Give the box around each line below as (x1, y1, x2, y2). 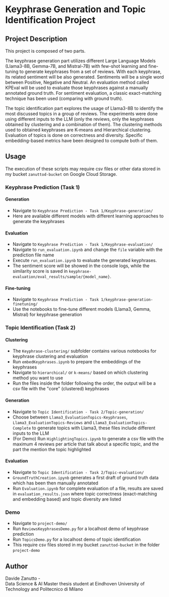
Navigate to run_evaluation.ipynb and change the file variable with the (12, 247, 163, 253)
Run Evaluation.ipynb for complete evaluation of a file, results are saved (12, 485, 164, 491)
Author (5, 562, 28, 571)
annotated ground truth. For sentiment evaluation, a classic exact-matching (5, 90, 161, 96)
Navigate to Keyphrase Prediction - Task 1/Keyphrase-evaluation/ (12, 241, 153, 247)
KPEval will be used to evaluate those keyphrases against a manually (5, 85, 148, 91)
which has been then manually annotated (12, 480, 98, 486)
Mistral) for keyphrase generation (12, 312, 82, 318)
